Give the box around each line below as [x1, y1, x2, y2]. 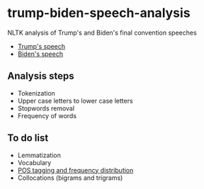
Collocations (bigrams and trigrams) [17, 173, 123, 182]
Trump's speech [17, 42, 66, 50]
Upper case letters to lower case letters [17, 96, 133, 105]
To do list [7, 132, 49, 144]
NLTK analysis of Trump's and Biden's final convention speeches [7, 28, 197, 37]
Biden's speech [17, 50, 64, 58]
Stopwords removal [17, 104, 75, 113]
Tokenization [17, 88, 55, 97]
